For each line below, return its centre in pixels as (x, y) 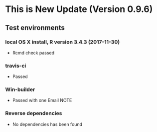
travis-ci (16, 65)
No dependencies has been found (47, 124)
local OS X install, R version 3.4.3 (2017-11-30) (63, 42)
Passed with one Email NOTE (42, 100)
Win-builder (20, 89)
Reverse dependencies (34, 113)
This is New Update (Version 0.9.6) (79, 9)
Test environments (35, 28)
